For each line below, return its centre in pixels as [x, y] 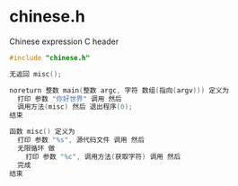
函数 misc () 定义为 [42, 132]
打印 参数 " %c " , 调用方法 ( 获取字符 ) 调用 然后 [103, 156]
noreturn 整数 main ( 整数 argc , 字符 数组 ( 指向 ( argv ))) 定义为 [119, 90]
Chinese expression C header [64, 41]
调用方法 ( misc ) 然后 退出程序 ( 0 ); [75, 107]
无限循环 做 [36, 148]
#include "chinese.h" [50, 58]
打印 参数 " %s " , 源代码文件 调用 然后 [81, 140]
